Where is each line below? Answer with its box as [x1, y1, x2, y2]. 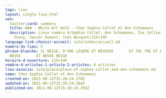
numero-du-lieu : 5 [5, 44, 43, 49]
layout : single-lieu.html [5, 12, 58, 17]
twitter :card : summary [9, 21, 56, 26]
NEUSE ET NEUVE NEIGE [9, 53, 68, 58]
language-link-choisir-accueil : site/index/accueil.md [5, 40, 121, 45]
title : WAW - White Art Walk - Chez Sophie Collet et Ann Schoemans [9, 26, 154, 31]
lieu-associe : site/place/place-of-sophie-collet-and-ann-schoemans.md [5, 67, 156, 72]
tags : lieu [5, 7, 28, 12]
